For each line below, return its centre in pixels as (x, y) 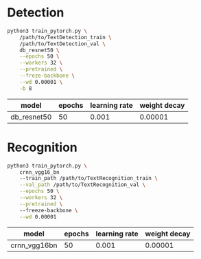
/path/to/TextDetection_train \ (66, 37)
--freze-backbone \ (47, 76)
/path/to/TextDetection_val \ (63, 44)
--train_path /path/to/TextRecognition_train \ (88, 179)
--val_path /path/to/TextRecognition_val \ (83, 185)
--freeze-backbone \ (49, 210)
